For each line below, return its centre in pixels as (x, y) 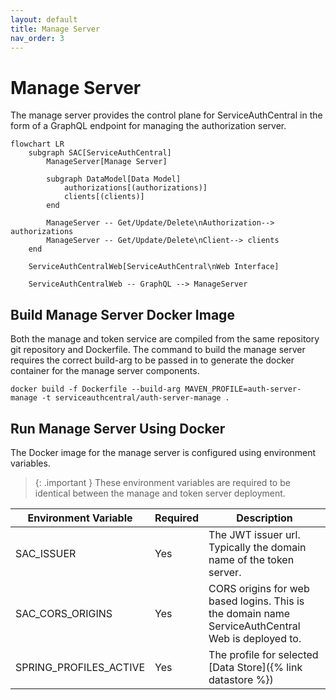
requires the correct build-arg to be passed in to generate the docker (152, 360)
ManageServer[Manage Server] (107, 162)
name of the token (251, 559)
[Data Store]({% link (255, 667)
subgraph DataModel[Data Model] (114, 179)
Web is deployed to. (255, 638)
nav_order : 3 (37, 38)
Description (264, 518)
